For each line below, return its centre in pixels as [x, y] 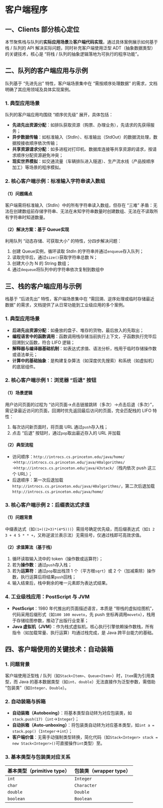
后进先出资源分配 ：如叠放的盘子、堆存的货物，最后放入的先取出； [78, 330]
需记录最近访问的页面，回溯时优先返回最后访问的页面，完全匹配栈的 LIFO [78, 411]
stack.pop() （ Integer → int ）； [42, 731]
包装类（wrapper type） [103, 771]
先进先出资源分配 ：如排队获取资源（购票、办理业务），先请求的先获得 [81, 125]
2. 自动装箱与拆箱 [25, 702]
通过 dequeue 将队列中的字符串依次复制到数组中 [58, 269]
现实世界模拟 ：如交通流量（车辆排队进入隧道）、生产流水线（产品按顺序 [83, 161]
